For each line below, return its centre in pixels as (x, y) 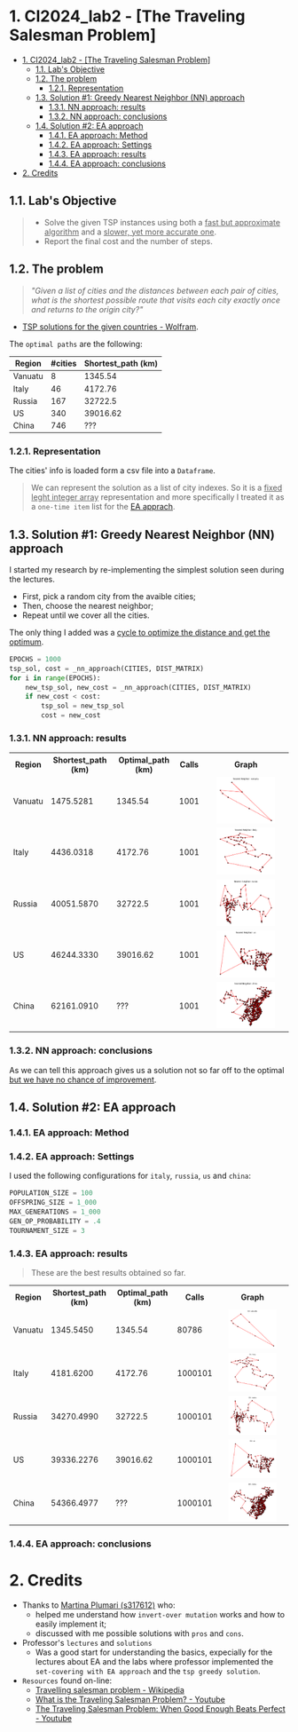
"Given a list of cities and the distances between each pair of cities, (155, 290)
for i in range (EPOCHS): (55, 678)
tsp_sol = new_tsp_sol (83, 706)
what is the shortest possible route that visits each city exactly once (156, 300)
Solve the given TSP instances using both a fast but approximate (162, 222)
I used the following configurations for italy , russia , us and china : (130, 1176)
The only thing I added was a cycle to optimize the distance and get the (140, 632)
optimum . (27, 642)
